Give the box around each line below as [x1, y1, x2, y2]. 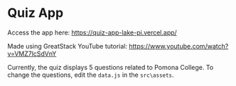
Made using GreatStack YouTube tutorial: [7, 42, 128, 50]
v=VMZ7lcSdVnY [7, 49, 57, 58]
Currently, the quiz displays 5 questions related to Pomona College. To [7, 63, 214, 71]
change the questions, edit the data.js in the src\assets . [7, 70, 174, 79]
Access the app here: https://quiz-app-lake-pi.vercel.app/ [7, 28, 178, 37]
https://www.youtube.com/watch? [129, 42, 229, 50]
